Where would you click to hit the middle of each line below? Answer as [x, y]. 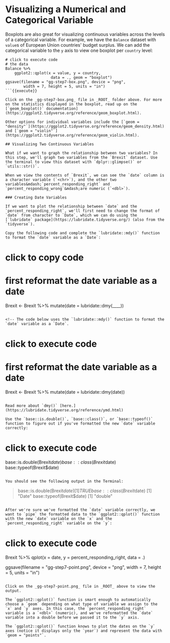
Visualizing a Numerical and [65, 9]
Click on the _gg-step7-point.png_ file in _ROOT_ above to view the [80, 587]
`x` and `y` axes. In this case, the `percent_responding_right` [76, 609]
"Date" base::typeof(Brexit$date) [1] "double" [65, 496]
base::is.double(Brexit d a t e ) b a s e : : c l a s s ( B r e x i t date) [61, 462]
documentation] [62, 108]
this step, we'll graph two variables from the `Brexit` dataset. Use [81, 157]
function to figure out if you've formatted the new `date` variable [80, 424]
